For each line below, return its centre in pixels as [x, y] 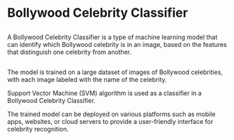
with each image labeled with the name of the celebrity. [87, 79]
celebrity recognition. [38, 129]
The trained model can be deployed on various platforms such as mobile [111, 114]
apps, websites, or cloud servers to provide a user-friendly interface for [110, 121]
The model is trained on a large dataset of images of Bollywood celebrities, [115, 72]
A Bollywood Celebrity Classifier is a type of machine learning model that [112, 37]
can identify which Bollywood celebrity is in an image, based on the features [117, 44]
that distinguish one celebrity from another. [69, 52]
